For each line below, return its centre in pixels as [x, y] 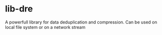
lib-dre [19, 9]
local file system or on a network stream [45, 27]
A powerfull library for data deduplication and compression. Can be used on [81, 22]
